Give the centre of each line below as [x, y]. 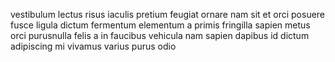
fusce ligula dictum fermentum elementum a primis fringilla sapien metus [160, 25]
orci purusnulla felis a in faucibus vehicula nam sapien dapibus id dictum [160, 35]
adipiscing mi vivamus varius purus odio [93, 46]
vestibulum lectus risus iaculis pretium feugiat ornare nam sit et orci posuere [168, 14]
